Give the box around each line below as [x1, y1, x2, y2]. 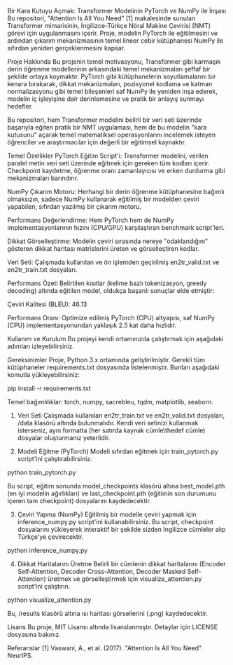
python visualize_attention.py [7, 596, 92, 604]
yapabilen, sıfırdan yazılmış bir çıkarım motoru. [7, 203, 142, 210]
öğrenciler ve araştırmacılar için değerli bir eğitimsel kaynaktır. [7, 138, 187, 146]
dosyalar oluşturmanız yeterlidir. [17, 434, 111, 441]
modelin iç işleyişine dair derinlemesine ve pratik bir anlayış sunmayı [7, 95, 204, 103]
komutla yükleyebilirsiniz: [7, 371, 80, 378]
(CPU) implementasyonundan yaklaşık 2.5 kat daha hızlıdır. [7, 321, 177, 329]
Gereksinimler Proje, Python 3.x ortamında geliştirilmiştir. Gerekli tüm [7, 356, 205, 364]
